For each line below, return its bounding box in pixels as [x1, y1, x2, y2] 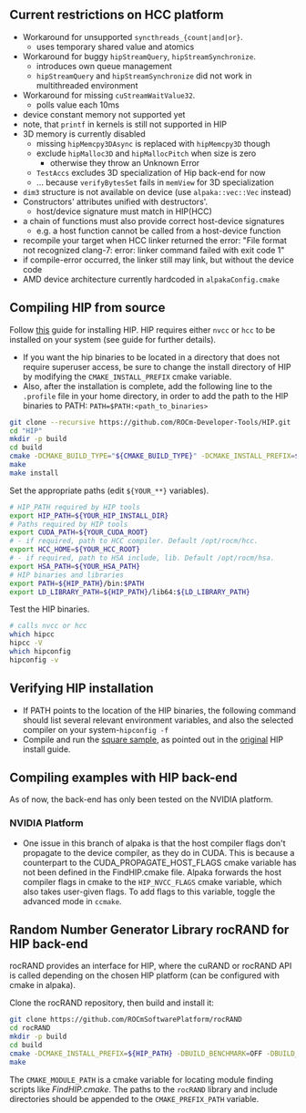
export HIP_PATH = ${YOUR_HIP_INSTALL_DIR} [9, 510, 169, 520]
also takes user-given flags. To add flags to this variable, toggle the [22, 886, 276, 897]
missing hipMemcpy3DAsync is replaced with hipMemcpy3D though [36, 138, 270, 149]
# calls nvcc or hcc [9, 622, 88, 631]
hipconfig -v [9, 655, 59, 665]
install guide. [22, 743, 71, 755]
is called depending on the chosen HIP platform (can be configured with [9, 970, 280, 981]
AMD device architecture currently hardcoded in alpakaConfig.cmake [22, 273, 280, 284]
